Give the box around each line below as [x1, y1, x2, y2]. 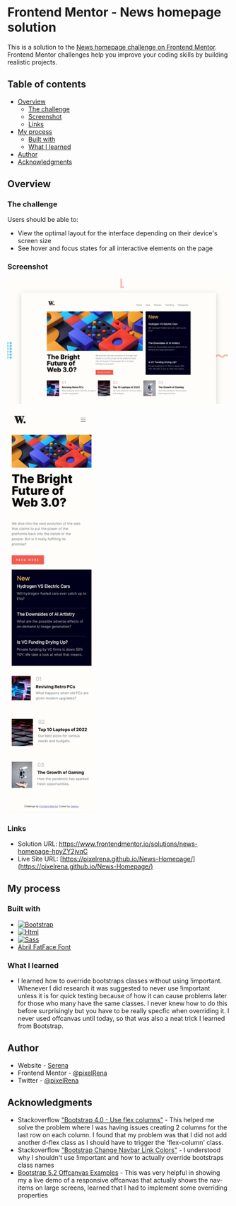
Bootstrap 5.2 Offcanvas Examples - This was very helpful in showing [17, 1168, 220, 1177]
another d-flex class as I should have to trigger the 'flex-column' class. [17, 1138, 224, 1146]
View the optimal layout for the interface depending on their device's [17, 229, 218, 238]
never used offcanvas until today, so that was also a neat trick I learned [17, 1014, 225, 1022]
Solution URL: [17, 839, 58, 848]
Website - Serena [17, 1061, 69, 1069]
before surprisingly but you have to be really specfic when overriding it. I [17, 1006, 230, 1015]
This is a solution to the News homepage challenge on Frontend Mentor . [7, 43, 217, 51]
